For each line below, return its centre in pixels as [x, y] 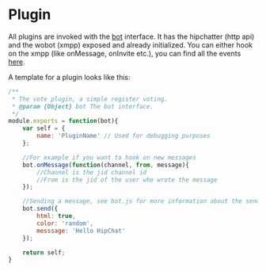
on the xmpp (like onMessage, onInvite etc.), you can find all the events [125, 53]
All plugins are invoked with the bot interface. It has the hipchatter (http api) [131, 36]
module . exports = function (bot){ [63, 121]
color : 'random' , [65, 223]
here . [17, 62]
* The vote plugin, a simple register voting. [90, 99]
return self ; [44, 252]
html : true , [57, 216]
